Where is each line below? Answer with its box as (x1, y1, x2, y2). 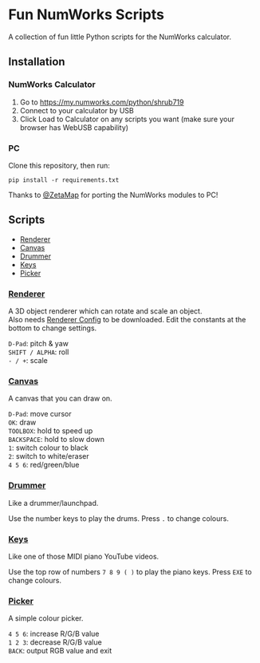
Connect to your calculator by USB (19, 105, 134, 115)
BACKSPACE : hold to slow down (8, 435, 105, 444)
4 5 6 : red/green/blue (8, 460, 80, 470)
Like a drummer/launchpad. (8, 498, 99, 507)
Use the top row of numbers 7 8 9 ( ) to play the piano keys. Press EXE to (8, 566, 253, 576)
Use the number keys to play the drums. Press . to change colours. (8, 513, 229, 523)
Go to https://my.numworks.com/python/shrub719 (19, 97, 184, 107)
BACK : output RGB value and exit (8, 646, 112, 656)
